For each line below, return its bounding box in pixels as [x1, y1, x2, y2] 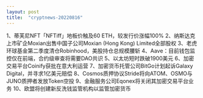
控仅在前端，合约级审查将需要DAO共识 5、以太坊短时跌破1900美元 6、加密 [6, 54, 194, 62]
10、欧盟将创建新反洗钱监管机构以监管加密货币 [13, 85, 131, 92]
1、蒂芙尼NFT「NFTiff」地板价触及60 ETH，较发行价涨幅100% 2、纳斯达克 [6, 31, 196, 39]
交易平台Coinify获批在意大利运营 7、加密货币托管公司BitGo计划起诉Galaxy [6, 62, 193, 70]
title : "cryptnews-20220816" [6, 15, 84, 21]
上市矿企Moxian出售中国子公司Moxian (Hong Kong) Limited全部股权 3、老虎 [6, 39, 198, 47]
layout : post [6, 8, 40, 15]
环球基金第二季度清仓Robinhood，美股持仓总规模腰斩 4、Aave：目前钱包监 [6, 47, 196, 54]
